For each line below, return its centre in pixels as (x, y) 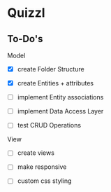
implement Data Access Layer (60, 111)
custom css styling (44, 181)
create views (36, 153)
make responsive (42, 167)
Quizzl (26, 13)
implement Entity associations (60, 97)
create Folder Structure (51, 69)
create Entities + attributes (55, 83)
